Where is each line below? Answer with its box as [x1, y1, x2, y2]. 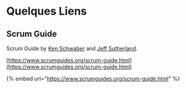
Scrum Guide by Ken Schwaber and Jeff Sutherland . [6, 45, 138, 52]
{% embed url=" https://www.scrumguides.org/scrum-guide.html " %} [6, 75, 181, 82]
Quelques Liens [6, 4, 87, 18]
